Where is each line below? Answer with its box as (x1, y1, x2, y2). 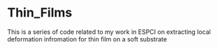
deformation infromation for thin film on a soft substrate (7, 35, 168, 43)
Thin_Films (7, 5, 73, 21)
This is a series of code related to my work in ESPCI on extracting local (7, 28, 211, 36)
